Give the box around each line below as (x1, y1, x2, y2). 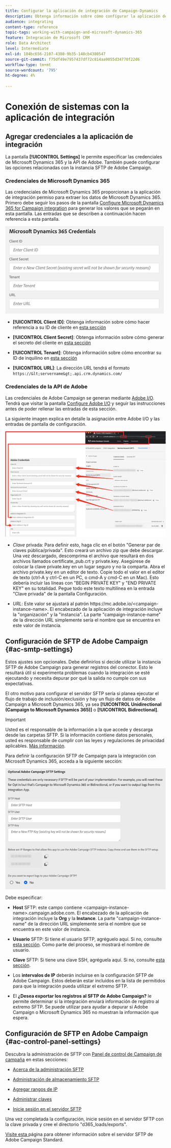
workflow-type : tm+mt (5, 62, 51, 67)
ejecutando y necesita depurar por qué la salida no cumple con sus (5, 675, 147, 681)
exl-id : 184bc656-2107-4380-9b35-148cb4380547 (5, 51, 106, 56)
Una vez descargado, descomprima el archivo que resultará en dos (12, 553, 154, 559)
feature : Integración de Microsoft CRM (5, 35, 90, 40)
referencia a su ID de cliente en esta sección (12, 325, 106, 331)
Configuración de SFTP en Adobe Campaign (5, 1029, 149, 1038)
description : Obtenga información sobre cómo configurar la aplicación (5, 13, 160, 19)
